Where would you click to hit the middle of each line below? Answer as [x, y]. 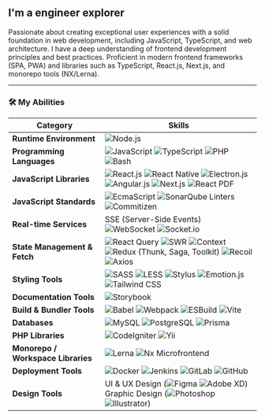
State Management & [52, 247]
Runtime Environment [54, 139]
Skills [179, 125]
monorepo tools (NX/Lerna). [54, 73]
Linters [222, 197]
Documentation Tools [53, 297]
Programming [38, 151]
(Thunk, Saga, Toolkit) [179, 252]
